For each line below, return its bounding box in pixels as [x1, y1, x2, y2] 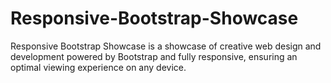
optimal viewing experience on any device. [10, 61, 187, 73]
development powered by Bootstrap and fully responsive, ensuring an [10, 50, 298, 62]
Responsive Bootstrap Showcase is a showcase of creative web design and [10, 40, 322, 52]
